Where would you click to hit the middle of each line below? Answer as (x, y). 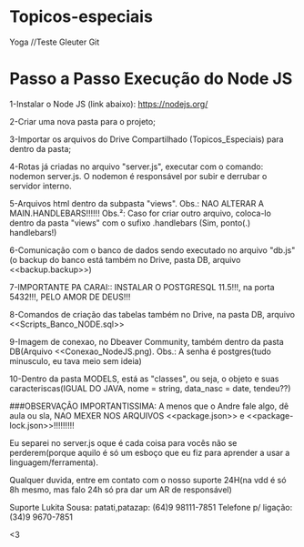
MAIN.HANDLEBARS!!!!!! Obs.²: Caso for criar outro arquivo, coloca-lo (140, 213)
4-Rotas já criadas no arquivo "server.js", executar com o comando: (137, 167)
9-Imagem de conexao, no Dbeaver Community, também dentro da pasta (147, 341)
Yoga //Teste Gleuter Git (55, 42)
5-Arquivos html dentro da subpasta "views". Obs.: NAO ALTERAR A (137, 203)
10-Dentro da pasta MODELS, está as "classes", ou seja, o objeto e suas (144, 379)
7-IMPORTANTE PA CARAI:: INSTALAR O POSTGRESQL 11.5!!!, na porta (142, 287)
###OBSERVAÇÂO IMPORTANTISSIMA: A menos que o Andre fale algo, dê (149, 406)
